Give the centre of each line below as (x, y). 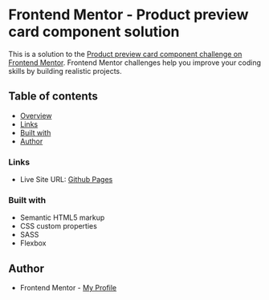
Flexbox (33, 243)
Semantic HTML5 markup (62, 217)
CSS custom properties (59, 226)
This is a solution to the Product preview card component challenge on (125, 54)
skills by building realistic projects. (65, 71)
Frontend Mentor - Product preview (128, 15)
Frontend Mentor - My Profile (68, 288)
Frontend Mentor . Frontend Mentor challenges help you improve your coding (135, 63)
